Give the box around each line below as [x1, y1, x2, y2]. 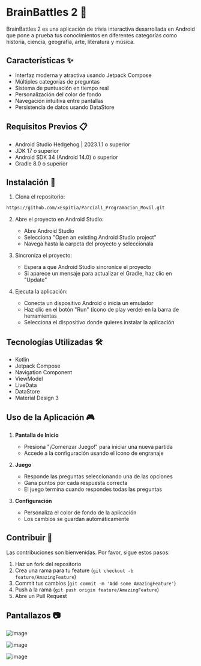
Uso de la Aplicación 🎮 [6, 412, 95, 423]
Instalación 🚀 [6, 177, 56, 187]
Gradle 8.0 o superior [14, 159, 68, 167]
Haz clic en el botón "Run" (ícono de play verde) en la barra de [23, 306, 179, 313]
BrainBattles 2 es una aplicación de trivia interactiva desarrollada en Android [6, 25, 195, 32]
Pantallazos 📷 [6, 611, 61, 621]
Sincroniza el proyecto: [14, 252, 72, 259]
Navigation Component [14, 369, 73, 376]
